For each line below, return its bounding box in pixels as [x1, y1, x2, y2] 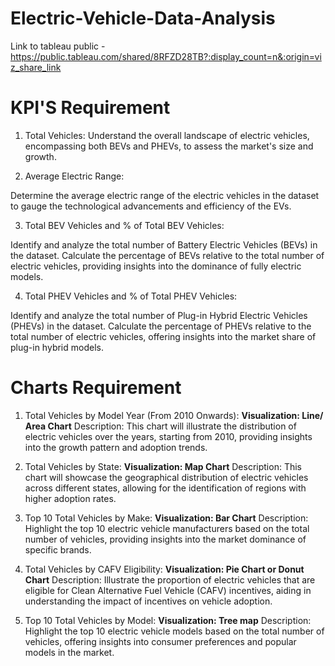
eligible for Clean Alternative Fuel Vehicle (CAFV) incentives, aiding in [24, 584, 312, 596]
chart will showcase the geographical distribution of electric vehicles [24, 471, 309, 483]
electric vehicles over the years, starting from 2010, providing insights [24, 430, 313, 442]
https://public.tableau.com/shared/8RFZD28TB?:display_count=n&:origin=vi [10, 50, 322, 62]
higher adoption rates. [24, 492, 117, 504]
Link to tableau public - [10, 40, 106, 52]
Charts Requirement [10, 377, 182, 399]
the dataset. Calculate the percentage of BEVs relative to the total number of [10, 249, 325, 261]
